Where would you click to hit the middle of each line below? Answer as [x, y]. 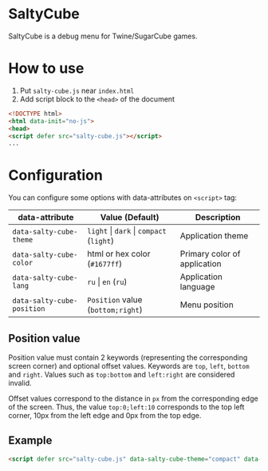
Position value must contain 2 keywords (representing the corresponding [128, 357]
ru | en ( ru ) [107, 282]
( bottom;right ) [115, 310]
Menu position [207, 305]
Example [30, 441]
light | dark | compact [127, 231]
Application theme [214, 236]
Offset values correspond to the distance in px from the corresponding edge [133, 398]
